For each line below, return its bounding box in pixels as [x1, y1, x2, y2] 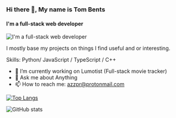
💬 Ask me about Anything [14, 74, 78, 81]
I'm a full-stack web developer [6, 20, 84, 27]
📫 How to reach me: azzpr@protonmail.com [14, 81, 125, 88]
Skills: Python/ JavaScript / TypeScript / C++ [6, 56, 116, 63]
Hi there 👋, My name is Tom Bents [6, 5, 106, 14]
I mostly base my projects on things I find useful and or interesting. [6, 44, 171, 52]
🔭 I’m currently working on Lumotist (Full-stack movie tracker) [14, 68, 167, 75]
